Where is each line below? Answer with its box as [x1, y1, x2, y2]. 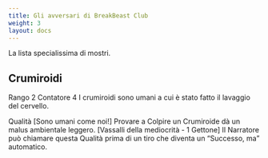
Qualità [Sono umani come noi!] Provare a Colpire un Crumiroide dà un [8, 117, 241, 126]
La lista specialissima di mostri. [8, 49, 111, 58]
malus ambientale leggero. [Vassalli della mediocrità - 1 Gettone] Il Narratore [8, 125, 260, 135]
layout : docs [8, 26, 52, 34]
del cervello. [8, 101, 50, 111]
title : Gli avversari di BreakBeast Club [8, 11, 149, 20]
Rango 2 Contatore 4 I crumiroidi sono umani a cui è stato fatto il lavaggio [8, 93, 250, 102]
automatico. [8, 142, 48, 152]
